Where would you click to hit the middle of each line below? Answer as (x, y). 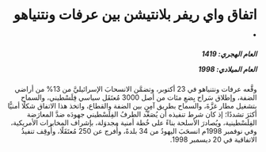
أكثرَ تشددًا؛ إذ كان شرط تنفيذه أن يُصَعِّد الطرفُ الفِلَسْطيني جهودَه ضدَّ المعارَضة (142, 114)
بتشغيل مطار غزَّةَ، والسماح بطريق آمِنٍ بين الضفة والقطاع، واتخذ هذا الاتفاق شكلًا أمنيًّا (132, 106)
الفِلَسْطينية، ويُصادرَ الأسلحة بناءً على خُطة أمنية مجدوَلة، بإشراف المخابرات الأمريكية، (134, 123)
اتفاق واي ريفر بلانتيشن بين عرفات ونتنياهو (135, 15)
